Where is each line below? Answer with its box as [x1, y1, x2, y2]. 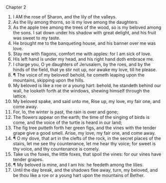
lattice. [12, 93, 27, 99]
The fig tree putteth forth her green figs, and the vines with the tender [12, 125, 157, 131]
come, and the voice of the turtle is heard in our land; [12, 119, 123, 125]
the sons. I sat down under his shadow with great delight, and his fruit [12, 30, 157, 35]
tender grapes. [12, 157, 44, 162]
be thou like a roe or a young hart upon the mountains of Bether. [12, 173, 145, 178]
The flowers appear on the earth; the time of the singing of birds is [12, 114, 150, 120]
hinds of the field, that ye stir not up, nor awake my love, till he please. [12, 67, 157, 73]
